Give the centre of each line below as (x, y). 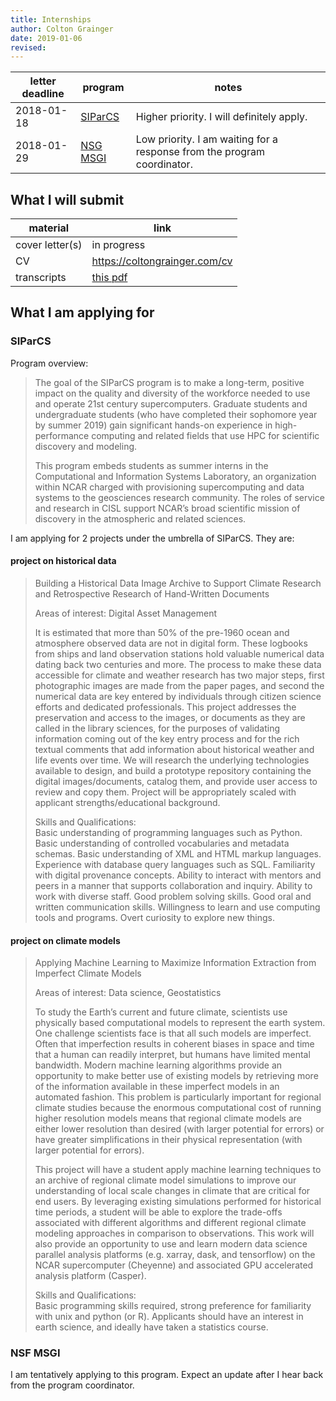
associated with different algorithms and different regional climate (170, 1223)
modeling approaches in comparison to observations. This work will (174, 1233)
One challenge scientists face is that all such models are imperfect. (173, 1033)
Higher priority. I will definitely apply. (221, 117)
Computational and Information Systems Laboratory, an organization (175, 476)
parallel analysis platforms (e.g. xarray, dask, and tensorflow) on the (175, 1255)
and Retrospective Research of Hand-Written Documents (152, 593)
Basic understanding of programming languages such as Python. (168, 832)
